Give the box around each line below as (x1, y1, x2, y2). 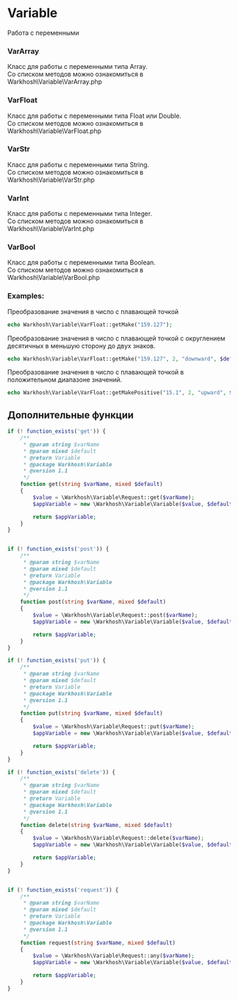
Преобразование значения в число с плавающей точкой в (7, 368, 184, 377)
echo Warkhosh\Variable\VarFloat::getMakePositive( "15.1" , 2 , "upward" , (7, 389, 227, 396)
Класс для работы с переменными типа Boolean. (7, 258, 156, 267)
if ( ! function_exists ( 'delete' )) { (7, 769, 115, 776)
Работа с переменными (7, 28, 79, 37)
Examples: (7, 291, 45, 301)
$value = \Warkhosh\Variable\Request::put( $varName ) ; (33, 723, 195, 730)
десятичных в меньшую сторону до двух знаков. (7, 341, 156, 350)
